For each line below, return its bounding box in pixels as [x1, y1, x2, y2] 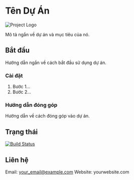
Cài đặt [5, 72, 23, 79]
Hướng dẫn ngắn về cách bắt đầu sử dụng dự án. [5, 59, 106, 66]
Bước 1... [12, 84, 31, 90]
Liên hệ [5, 155, 29, 164]
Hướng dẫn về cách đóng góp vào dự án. [5, 113, 90, 119]
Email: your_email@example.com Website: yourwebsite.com [5, 169, 129, 175]
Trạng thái [5, 128, 38, 136]
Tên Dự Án [5, 5, 50, 17]
